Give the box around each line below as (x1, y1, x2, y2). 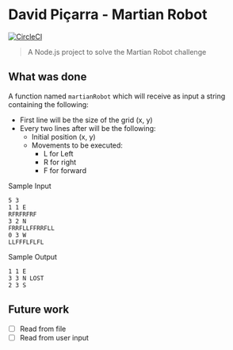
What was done (8, 70, 87, 84)
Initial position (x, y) (31, 132, 97, 141)
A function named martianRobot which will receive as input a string (8, 91, 226, 101)
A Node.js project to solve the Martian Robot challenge (27, 47, 207, 56)
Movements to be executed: (31, 140, 123, 150)
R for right (43, 157, 77, 167)
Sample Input (8, 181, 52, 190)
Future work (8, 303, 70, 317)
